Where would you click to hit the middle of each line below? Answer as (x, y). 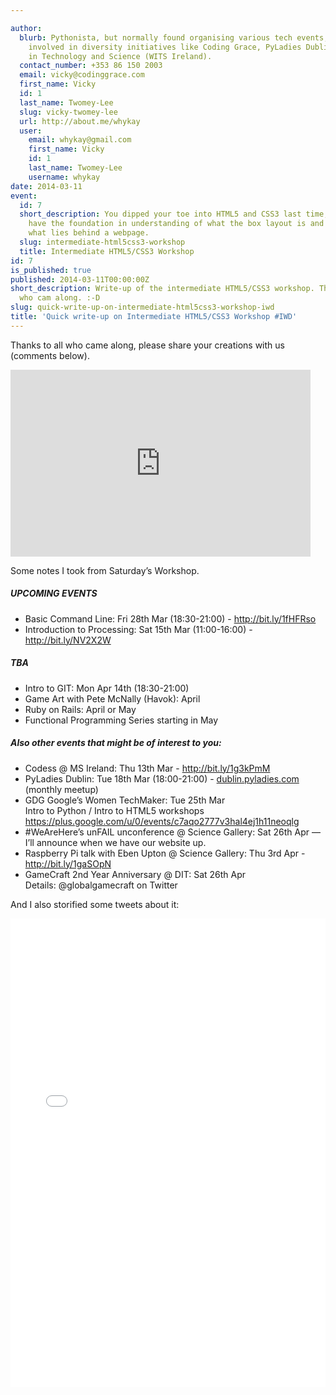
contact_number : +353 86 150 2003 (91, 66)
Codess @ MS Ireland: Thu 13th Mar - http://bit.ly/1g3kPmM (147, 768)
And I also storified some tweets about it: (95, 904)
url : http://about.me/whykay (80, 121)
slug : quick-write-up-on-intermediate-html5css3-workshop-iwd (142, 307)
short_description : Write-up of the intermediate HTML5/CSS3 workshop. (162, 289)
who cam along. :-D (60, 298)
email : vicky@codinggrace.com (82, 75)
